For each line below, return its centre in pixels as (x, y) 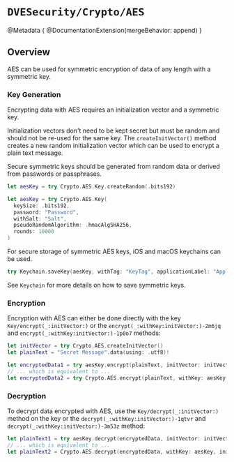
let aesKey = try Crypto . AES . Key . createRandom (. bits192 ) (92, 187)
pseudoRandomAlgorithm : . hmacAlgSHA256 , (73, 225)
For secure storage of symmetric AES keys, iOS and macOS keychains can (114, 252)
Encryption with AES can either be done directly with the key (94, 318)
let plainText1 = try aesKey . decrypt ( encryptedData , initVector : (104, 438)
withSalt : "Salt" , (40, 218)
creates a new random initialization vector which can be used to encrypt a (113, 146)
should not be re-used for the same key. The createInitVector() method (112, 138)
